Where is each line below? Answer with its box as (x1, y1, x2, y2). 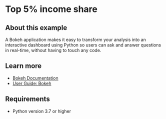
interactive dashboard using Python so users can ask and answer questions (5, 42, 161, 48)
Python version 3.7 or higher (12, 108, 71, 114)
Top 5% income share (5, 3, 97, 15)
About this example (5, 23, 67, 32)
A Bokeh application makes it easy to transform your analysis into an (5, 36, 146, 42)
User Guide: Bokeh (12, 80, 51, 86)
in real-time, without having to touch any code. (5, 47, 101, 53)
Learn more (5, 61, 42, 70)
